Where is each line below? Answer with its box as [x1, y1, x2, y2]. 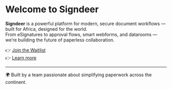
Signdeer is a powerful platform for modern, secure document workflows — [5, 20, 166, 27]
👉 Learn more [5, 55, 37, 61]
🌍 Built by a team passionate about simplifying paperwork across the [5, 72, 152, 78]
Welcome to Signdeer [5, 4, 99, 15]
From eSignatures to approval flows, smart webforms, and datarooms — [5, 31, 158, 37]
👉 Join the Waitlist [5, 47, 46, 53]
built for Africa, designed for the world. [5, 26, 88, 32]
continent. [5, 79, 27, 85]
